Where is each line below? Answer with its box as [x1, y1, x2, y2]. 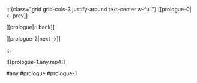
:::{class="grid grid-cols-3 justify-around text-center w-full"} [6, 6, 157, 13]
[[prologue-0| [157, 6, 192, 13]
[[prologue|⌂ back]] [6, 24, 55, 30]
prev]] [13, 12, 28, 19]
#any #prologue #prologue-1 [6, 70, 77, 77]
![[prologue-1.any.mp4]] [6, 59, 65, 65]
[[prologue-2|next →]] [6, 35, 61, 42]
